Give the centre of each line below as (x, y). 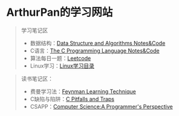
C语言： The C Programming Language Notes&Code (95, 50)
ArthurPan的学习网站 (60, 12)
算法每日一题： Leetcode (60, 58)
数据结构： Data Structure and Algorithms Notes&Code (98, 43)
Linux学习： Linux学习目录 (62, 66)
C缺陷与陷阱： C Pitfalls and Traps (72, 99)
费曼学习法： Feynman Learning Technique (83, 91)
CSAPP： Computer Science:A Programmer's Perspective (102, 106)
